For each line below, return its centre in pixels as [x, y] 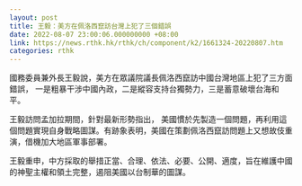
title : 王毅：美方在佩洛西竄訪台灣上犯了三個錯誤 [90, 26]
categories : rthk [42, 51]
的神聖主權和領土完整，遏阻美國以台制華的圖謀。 [100, 173]
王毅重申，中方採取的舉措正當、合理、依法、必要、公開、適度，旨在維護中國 [151, 161]
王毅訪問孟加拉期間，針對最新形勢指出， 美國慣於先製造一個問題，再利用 [144, 120]
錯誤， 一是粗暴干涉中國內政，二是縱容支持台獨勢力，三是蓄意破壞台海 [140, 89]
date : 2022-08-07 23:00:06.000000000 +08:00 [94, 34]
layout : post [34, 18]
